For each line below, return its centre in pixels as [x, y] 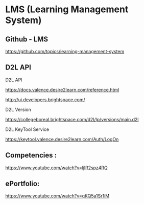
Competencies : [31, 155]
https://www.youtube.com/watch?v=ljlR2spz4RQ [57, 168]
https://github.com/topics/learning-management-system [65, 51]
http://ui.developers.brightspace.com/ [45, 99]
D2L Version [18, 109]
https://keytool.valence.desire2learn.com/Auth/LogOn [62, 139]
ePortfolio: [22, 184]
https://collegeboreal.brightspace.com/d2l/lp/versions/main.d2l [72, 119]
